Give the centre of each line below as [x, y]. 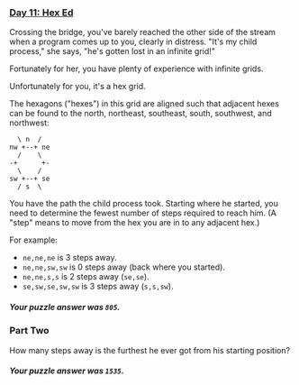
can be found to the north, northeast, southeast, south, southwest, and [140, 114]
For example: [34, 240]
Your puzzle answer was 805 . [65, 307]
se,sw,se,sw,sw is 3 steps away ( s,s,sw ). [98, 287]
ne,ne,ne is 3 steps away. [69, 258]
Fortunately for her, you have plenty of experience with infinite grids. [136, 69]
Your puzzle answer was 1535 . [67, 371]
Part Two [29, 331]
